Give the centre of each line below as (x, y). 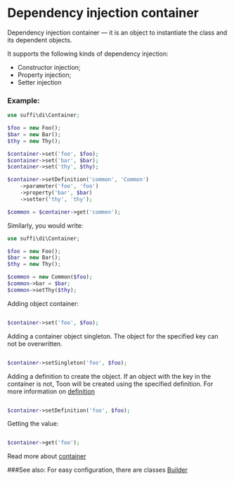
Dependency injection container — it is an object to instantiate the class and (117, 32)
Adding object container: (43, 303)
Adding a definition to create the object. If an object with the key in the (109, 376)
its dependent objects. (40, 39)
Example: (24, 100)
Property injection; (44, 75)
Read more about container (47, 456)
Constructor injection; (49, 67)
